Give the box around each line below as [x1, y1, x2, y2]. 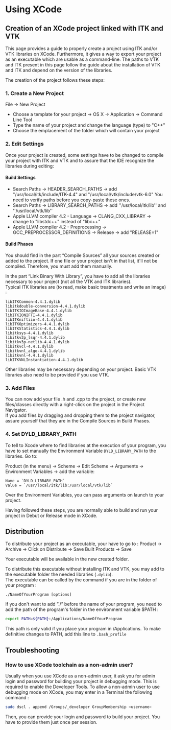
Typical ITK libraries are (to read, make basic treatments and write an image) [5, 284, 166, 290]
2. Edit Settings [5, 140, 44, 148]
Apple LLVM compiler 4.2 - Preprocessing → [12, 224, 107, 230]
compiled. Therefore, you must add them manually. [5, 263, 113, 269]
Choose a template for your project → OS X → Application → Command [12, 111, 163, 117]
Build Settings [5, 175, 36, 181]
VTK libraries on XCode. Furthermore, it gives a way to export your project [5, 51, 162, 57]
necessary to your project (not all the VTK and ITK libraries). [5, 278, 132, 285]
